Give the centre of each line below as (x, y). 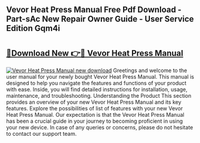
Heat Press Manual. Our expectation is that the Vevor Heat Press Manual (95, 115)
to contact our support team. (41, 134)
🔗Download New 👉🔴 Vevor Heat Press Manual (95, 53)
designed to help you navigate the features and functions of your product (96, 83)
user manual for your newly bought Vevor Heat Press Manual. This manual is (100, 77)
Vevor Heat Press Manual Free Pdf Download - (94, 10)
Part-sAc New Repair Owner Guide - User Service (100, 19)
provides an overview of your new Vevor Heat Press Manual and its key (94, 102)
